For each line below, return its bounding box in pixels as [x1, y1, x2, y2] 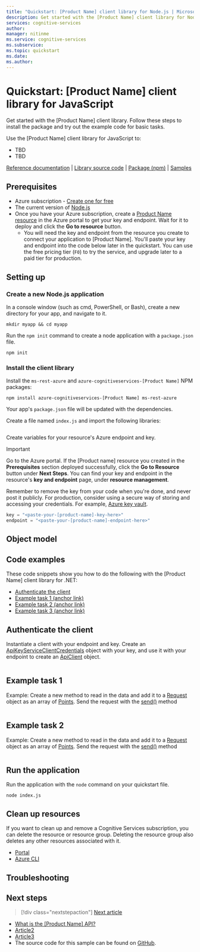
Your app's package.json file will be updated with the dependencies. [6, 406, 173, 413]
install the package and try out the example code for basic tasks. [6, 123, 165, 130]
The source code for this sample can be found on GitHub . [14, 939, 157, 947]
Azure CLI [14, 855, 40, 862]
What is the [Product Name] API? [14, 920, 96, 927]
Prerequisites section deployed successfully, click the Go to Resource [6, 464, 180, 471]
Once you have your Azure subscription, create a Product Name [14, 210, 172, 218]
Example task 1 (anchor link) [14, 595, 85, 602]
